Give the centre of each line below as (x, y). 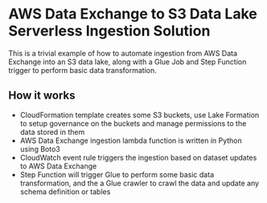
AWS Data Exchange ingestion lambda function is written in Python (131, 140)
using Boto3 (40, 148)
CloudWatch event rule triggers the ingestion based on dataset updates (138, 157)
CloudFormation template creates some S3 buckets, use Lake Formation (140, 115)
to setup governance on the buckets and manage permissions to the (133, 123)
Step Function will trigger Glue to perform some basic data (117, 174)
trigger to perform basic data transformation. (82, 70)
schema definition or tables (65, 191)
